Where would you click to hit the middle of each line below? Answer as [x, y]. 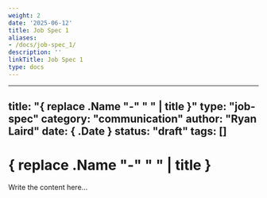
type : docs [26, 67]
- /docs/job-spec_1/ [43, 45]
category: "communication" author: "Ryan [149, 119]
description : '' [35, 52]
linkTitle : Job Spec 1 [46, 60]
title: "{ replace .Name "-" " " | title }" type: [118, 107]
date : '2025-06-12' [41, 23]
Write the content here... [48, 188]
